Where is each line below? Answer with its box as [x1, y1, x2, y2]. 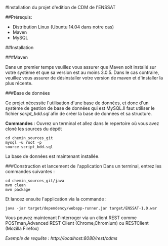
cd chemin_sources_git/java [5, 178, 65, 183]
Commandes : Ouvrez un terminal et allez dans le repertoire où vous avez [5, 120, 159, 126]
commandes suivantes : [5, 169, 55, 174]
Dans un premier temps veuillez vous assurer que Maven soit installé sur [5, 64, 156, 70]
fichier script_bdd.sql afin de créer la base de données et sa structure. [5, 111, 152, 116]
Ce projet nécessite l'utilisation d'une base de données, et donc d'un [5, 100, 149, 106]
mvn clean [5, 183, 26, 188]
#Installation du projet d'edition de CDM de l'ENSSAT [5, 5, 116, 10]
